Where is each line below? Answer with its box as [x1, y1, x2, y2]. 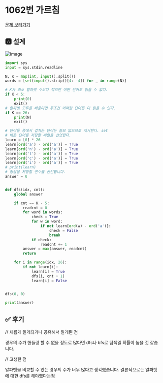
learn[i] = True [31, 269, 65, 274]
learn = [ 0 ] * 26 [5, 137, 41, 142]
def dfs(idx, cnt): [5, 187, 45, 192]
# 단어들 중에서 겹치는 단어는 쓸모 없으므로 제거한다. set [5, 128, 108, 133]
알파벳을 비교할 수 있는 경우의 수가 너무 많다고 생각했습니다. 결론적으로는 [5, 367, 144, 373]
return [23, 251, 36, 256]
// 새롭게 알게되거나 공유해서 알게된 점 [5, 329, 78, 335]
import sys [5, 60, 28, 65]
